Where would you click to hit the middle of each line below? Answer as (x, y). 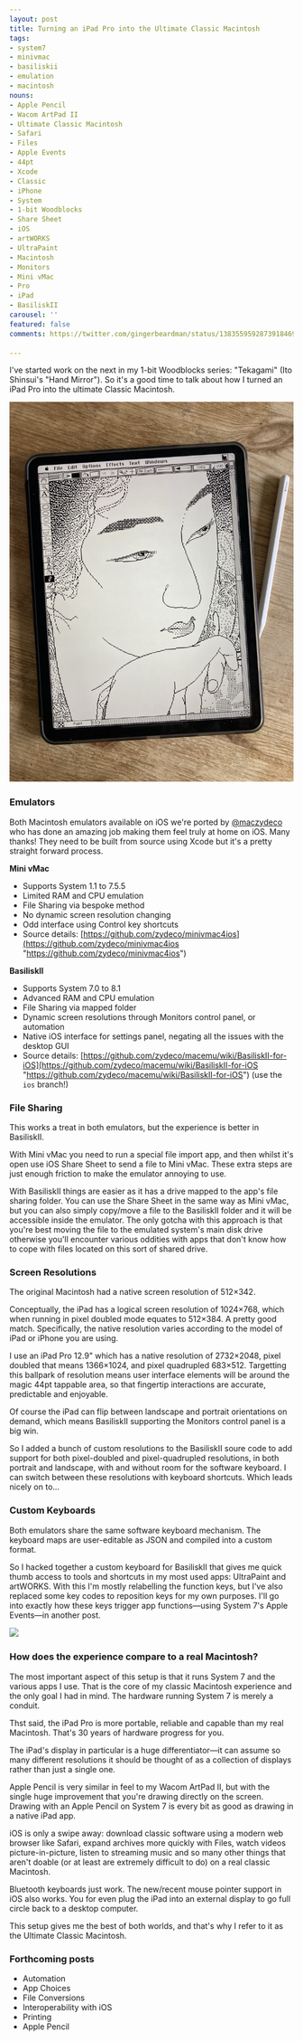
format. (23, 1549)
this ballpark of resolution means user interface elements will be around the (150, 1375)
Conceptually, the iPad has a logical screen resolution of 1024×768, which (147, 1309)
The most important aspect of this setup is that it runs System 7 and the (142, 1677)
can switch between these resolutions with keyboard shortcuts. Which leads (151, 1478)
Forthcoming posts (52, 1959)
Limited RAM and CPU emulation (83, 895)
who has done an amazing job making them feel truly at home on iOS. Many (150, 831)
